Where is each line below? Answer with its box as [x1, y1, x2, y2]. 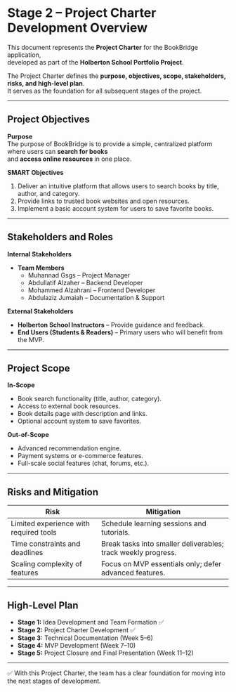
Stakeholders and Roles [7, 231, 114, 243]
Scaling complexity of [11, 559, 83, 569]
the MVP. [17, 335, 44, 344]
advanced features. [100, 568, 166, 577]
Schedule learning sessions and [100, 518, 206, 528]
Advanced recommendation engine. [17, 444, 122, 452]
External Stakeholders [7, 307, 74, 315]
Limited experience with [11, 518, 90, 528]
